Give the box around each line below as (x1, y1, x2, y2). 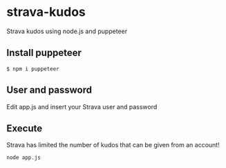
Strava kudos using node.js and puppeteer (6, 27, 128, 35)
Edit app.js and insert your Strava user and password (6, 102, 158, 111)
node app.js (6, 154, 41, 161)
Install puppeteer (6, 47, 82, 59)
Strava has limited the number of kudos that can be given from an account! (6, 141, 220, 149)
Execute (6, 122, 43, 134)
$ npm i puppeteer (6, 65, 59, 73)
